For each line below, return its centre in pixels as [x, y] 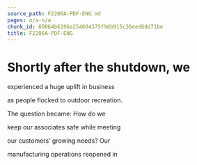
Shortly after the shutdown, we [99, 68]
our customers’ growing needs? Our [59, 141]
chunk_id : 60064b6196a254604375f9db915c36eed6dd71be [85, 26]
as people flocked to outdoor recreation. [65, 100]
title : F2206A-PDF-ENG [40, 33]
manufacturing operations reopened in [63, 155]
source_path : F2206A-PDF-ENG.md [54, 14]
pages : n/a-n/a [29, 20]
